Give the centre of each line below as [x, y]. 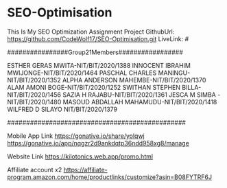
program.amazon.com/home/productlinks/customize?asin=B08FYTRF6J [110, 177]
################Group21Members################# [95, 52]
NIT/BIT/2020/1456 [34, 95]
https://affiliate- [85, 169]
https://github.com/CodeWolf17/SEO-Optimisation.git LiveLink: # [98, 38]
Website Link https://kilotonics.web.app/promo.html [80, 156]
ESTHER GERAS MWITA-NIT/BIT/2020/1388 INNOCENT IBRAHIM [99, 65]
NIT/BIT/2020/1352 [34, 80]
